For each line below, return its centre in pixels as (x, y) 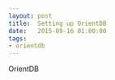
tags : (17, 38)
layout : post (30, 16)
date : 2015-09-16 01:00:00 (57, 31)
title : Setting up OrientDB (57, 23)
